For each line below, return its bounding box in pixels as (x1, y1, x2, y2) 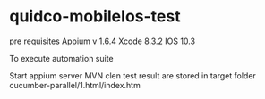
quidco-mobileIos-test (9, 6, 181, 27)
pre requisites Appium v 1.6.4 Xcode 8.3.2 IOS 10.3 (9, 36, 195, 46)
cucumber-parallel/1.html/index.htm (9, 79, 141, 90)
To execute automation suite (9, 53, 114, 63)
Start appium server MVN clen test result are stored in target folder (9, 70, 257, 81)
